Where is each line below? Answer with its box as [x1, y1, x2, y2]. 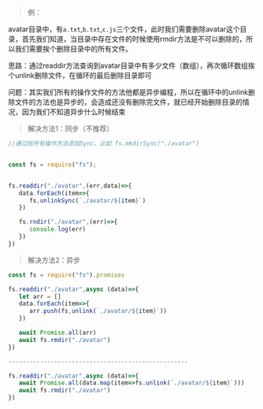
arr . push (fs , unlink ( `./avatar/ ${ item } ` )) [28, 307, 168, 315]
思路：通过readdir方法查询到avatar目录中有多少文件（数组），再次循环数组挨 [8, 61, 256, 70]
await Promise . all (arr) [18, 329, 97, 336]
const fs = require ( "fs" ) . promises [8, 271, 125, 279]
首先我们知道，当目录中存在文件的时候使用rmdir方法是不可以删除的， [21, 35, 246, 43]
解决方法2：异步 [27, 255, 81, 265]
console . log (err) [28, 225, 87, 233]
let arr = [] [18, 292, 61, 300]
